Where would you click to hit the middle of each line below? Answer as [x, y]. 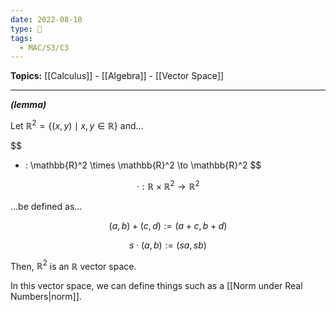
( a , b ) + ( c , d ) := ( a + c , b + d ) [168, 225]
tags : [21, 38]
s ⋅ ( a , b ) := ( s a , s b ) [168, 245]
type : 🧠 [26, 29]
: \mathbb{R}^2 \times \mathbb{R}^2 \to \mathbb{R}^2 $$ [143, 165]
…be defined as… [46, 206]
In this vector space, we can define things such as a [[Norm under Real [156, 286]
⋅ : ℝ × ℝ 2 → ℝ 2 [168, 185]
